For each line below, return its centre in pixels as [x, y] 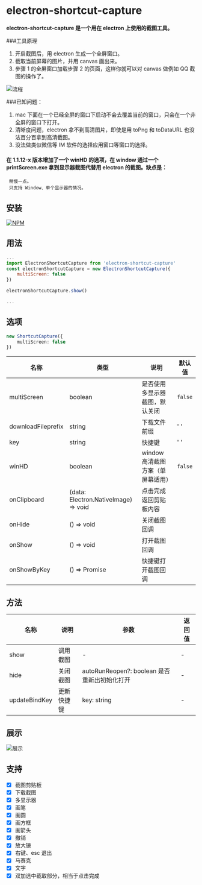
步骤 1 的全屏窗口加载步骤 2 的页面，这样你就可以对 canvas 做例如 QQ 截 [105, 68]
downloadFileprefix [36, 427]
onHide [20, 524]
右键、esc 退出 [33, 853]
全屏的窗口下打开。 [39, 122]
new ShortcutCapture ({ [35, 336]
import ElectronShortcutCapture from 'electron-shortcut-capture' [91, 263]
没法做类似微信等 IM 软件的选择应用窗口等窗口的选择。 [83, 145]
